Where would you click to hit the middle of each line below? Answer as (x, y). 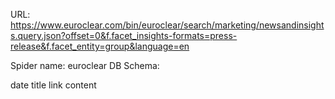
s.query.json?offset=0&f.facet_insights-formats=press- (124, 35)
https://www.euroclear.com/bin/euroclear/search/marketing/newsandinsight (167, 25)
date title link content (53, 85)
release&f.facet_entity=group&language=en (100, 46)
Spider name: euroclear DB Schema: (85, 65)
